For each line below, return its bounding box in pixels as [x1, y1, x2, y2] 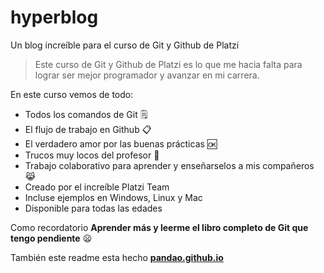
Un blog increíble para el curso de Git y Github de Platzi [10, 39, 240, 51]
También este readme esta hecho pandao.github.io [10, 251, 224, 263]
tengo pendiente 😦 [10, 232, 93, 244]
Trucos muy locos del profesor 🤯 [24, 149, 160, 161]
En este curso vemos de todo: [10, 88, 134, 100]
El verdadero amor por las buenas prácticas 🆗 [24, 137, 218, 150]
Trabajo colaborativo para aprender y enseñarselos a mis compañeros [24, 159, 315, 171]
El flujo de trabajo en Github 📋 [24, 123, 152, 135]
